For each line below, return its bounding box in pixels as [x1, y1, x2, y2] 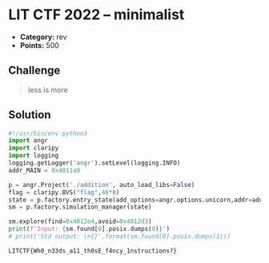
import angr [8, 137, 48, 145]
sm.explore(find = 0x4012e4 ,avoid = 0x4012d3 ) [8, 217, 152, 225]
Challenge [8, 64, 61, 78]
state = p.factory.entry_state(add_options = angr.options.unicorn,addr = [8, 196, 252, 204]
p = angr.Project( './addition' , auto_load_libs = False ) [8, 181, 195, 189]
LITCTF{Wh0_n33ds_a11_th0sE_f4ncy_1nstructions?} [8, 246, 178, 255]
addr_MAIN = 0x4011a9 [8, 166, 81, 174]
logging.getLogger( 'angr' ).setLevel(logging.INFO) [8, 159, 181, 167]
